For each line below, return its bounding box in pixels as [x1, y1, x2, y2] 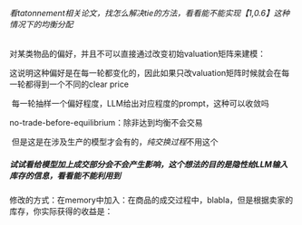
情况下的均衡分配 [9, 18, 73, 30]
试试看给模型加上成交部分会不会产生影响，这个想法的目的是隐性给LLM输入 [9, 158, 288, 170]
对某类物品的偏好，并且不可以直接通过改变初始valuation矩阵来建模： [9, 49, 266, 60]
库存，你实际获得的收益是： [9, 206, 113, 217]
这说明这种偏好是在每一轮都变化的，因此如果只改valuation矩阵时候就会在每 [9, 68, 290, 79]
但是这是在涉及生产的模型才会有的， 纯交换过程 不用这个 [11, 136, 219, 147]
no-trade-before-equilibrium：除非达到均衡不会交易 [9, 117, 203, 128]
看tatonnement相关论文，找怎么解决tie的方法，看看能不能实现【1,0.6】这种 [9, 7, 290, 18]
